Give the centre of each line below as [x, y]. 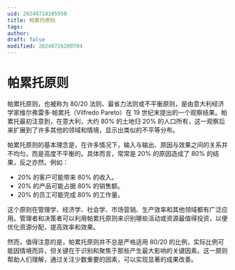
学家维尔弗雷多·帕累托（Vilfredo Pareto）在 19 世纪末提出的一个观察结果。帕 [117, 112]
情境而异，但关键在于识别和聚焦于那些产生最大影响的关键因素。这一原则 [123, 250]
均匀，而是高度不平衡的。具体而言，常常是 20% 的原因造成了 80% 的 [113, 153]
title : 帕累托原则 [31, 20]
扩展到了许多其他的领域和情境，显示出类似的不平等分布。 [96, 129]
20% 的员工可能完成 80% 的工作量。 [70, 194]
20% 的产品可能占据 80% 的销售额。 [70, 185]
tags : [15, 27]
